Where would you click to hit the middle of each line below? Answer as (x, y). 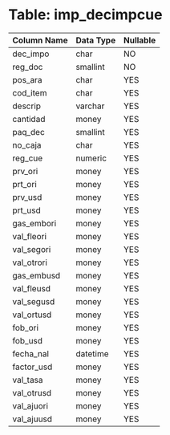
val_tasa (28, 380)
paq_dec (29, 132)
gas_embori (34, 223)
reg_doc (28, 67)
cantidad (29, 119)
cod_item (30, 92)
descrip (27, 106)
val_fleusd (31, 288)
